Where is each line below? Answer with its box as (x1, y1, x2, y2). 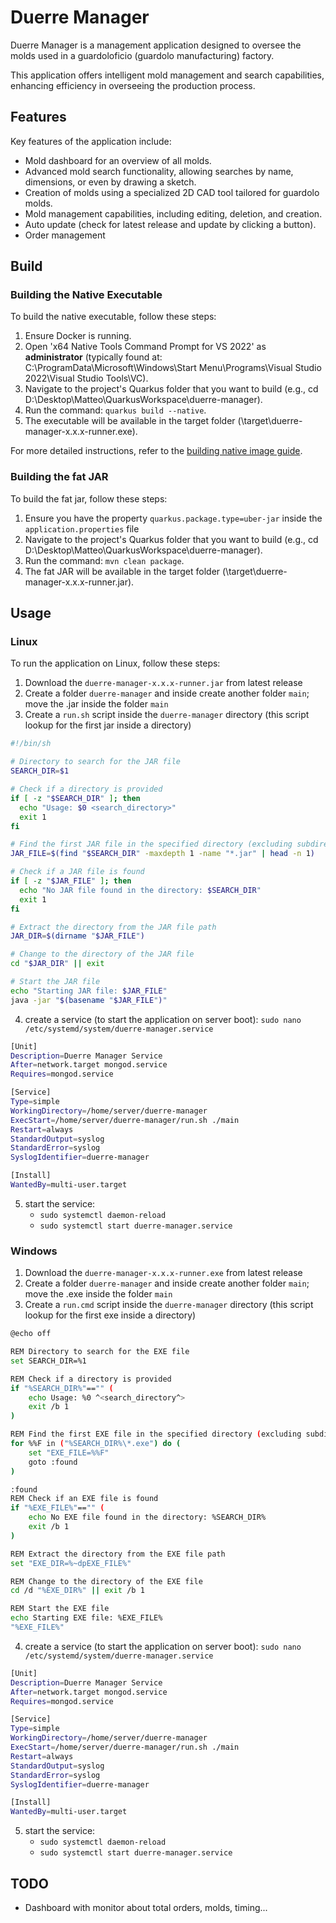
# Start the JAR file (10, 977, 101, 987)
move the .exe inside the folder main (24, 1288, 173, 1300)
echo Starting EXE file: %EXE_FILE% (10, 1613, 163, 1623)
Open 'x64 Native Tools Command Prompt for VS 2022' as (24, 341, 267, 353)
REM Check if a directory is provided (10, 1374, 172, 1384)
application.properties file (24, 522, 140, 535)
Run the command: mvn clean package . (24, 554, 185, 566)
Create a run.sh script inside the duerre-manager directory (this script (24, 709, 310, 721)
